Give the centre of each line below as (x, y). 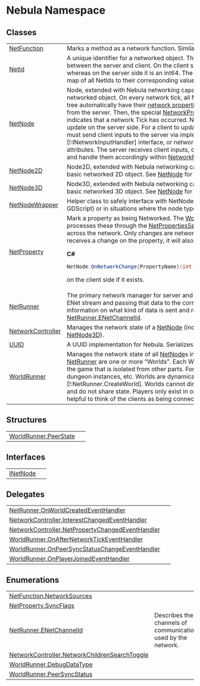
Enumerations (33, 580)
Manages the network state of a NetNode (124, 327)
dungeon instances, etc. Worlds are (116, 376)
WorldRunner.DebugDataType (51, 665)
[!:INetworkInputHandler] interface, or (119, 142)
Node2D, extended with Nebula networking (127, 167)
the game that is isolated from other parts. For (130, 369)
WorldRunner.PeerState (42, 436)
